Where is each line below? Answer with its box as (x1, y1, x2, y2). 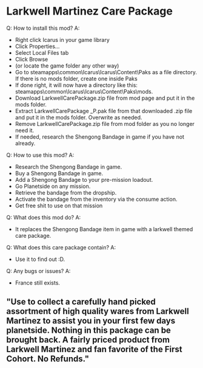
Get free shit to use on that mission (15, 202, 103, 209)
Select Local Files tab (15, 49, 69, 56)
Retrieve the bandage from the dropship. (15, 189, 117, 196)
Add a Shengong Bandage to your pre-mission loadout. (15, 176, 153, 183)
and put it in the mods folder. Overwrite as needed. (15, 114, 142, 121)
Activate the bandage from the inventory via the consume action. (15, 195, 178, 203)
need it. (15, 127, 35, 134)
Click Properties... (15, 43, 60, 50)
